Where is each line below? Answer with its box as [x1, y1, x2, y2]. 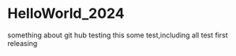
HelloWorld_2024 [7, 5, 125, 23]
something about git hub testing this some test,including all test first [7, 30, 228, 40]
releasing [7, 38, 38, 47]
